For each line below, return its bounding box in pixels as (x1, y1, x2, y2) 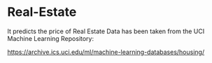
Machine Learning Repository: (7, 34, 94, 42)
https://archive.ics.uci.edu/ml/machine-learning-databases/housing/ (7, 48, 205, 56)
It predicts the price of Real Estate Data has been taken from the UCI (7, 27, 205, 35)
